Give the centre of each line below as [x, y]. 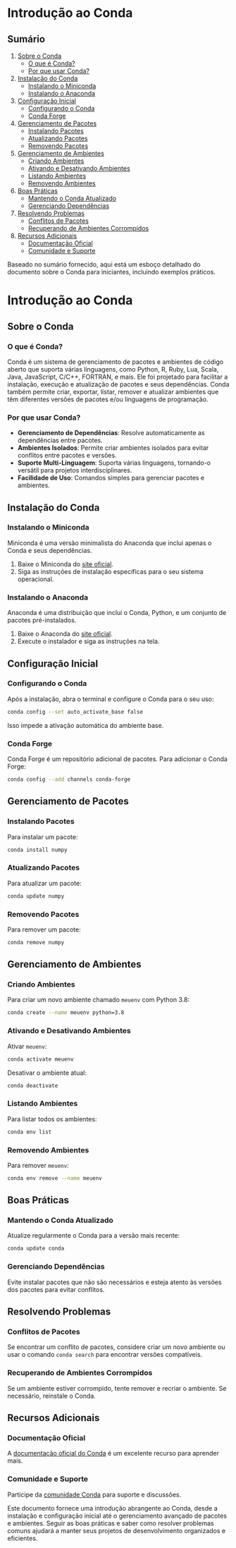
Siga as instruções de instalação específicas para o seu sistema [110, 571]
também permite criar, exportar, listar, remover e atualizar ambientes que [113, 391]
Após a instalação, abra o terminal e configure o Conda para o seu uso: [111, 699]
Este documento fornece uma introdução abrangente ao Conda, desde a [112, 1508]
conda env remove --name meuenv [55, 1178]
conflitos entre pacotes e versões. [67, 456]
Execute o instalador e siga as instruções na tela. [88, 641]
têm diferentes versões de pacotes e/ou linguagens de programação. [108, 399]
